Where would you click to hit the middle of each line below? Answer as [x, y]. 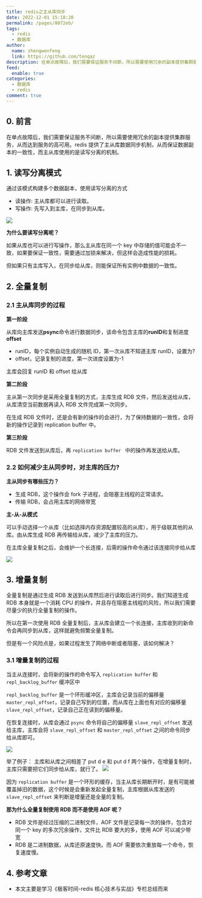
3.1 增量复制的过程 [32, 660]
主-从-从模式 [22, 515]
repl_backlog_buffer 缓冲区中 [43, 682]
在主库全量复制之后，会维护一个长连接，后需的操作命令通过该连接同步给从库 [101, 548]
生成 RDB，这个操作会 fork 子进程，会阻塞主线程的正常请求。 [91, 494]
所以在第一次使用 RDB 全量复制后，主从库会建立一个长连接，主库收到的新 [97, 623]
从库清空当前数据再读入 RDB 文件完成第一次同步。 [69, 405]
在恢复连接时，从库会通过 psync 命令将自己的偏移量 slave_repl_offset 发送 [99, 723]
